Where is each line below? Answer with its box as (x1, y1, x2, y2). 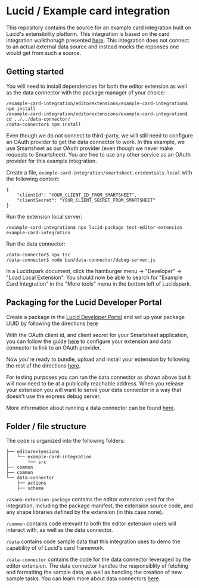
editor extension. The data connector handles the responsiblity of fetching (6, 562, 189, 569)
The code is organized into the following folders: (6, 437, 125, 445)
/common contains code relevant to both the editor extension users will (6, 520, 176, 527)
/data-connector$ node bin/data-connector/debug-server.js (6, 257, 156, 263)
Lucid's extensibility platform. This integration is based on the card (6, 30, 170, 37)
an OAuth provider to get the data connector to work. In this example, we (6, 138, 185, 145)
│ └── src (6, 459, 46, 465)
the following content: (6, 175, 60, 182)
